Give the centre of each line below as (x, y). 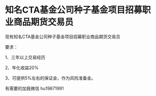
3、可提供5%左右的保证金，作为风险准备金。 (50, 78)
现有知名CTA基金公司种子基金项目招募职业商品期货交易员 (63, 37)
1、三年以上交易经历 (25, 57)
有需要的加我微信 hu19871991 (35, 88)
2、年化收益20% (22, 67)
